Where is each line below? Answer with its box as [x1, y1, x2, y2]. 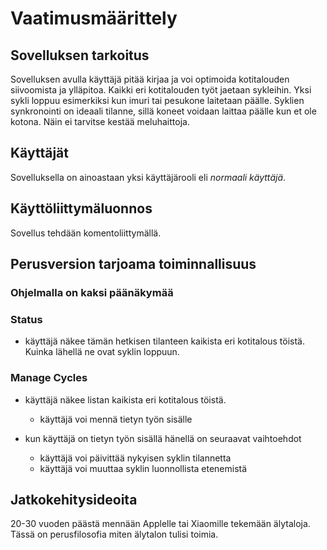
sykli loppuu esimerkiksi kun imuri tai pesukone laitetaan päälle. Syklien [10, 95, 305, 106]
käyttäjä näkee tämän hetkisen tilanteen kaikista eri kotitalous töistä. [24, 335, 305, 347]
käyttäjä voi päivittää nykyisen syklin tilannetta [39, 452, 232, 464]
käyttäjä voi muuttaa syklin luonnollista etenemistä [39, 462, 248, 474]
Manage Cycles [10, 371, 88, 385]
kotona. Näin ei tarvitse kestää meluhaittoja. [10, 116, 190, 127]
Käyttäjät [10, 145, 69, 162]
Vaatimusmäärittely [10, 7, 178, 30]
